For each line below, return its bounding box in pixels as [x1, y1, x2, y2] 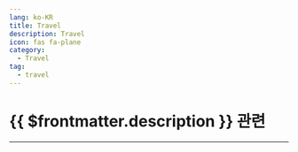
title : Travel [9, 21, 62, 30]
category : [9, 46, 46, 55]
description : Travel [9, 29, 86, 38]
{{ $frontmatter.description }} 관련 [9, 111, 266, 131]
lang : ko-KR [9, 12, 53, 22]
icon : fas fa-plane [9, 37, 82, 47]
